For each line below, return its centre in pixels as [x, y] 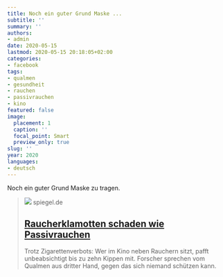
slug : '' [20, 149]
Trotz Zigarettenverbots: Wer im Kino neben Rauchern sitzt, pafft [116, 251]
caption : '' [31, 129]
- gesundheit [26, 84]
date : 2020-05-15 [32, 46]
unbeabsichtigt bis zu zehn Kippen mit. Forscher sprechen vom [115, 259]
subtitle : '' [26, 20]
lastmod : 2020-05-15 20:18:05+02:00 [60, 53]
